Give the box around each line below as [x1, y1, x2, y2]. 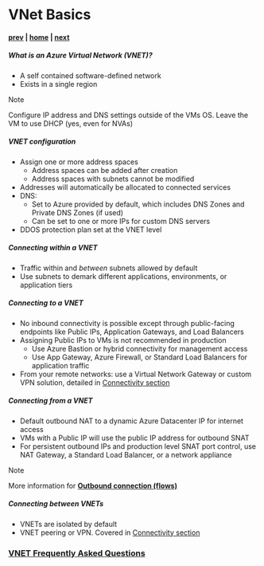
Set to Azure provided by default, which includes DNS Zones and [31, 199, 245, 209]
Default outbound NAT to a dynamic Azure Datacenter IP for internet [19, 416, 244, 426]
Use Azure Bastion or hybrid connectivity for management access [31, 344, 248, 353]
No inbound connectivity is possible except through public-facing [19, 318, 235, 328]
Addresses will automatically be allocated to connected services [19, 182, 231, 192]
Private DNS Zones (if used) [31, 207, 124, 217]
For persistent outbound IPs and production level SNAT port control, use [19, 441, 257, 451]
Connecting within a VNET [8, 243, 98, 253]
